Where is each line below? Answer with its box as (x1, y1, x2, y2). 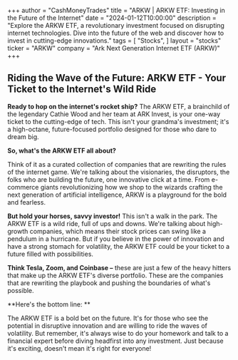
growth (7, 227, 29, 235)
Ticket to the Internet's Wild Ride (7, 83, 157, 96)
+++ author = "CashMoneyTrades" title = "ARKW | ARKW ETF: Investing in (7, 6, 226, 14)
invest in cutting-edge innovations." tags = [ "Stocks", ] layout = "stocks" (7, 36, 222, 45)
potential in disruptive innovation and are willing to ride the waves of (7, 321, 208, 330)
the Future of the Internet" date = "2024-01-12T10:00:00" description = (7, 14, 217, 22)
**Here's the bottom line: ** (7, 299, 90, 309)
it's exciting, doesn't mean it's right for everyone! (7, 344, 152, 352)
